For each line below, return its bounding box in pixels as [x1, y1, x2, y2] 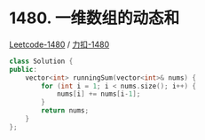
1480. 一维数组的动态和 [9, 8, 180, 28]
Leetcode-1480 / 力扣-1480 [9, 39, 110, 50]
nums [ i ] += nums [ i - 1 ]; [56, 89, 141, 98]
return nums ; [41, 106, 90, 115]
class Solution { [9, 57, 74, 66]
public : [9, 65, 38, 74]
